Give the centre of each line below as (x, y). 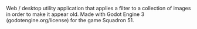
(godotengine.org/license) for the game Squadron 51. (70, 20)
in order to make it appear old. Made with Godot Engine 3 (75, 14)
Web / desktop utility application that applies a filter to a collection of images (98, 8)
